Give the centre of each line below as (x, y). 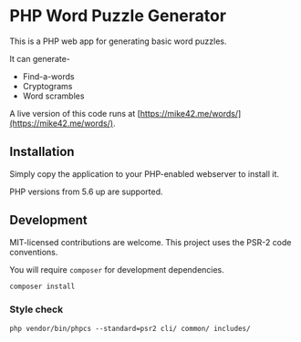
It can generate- (40, 58)
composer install (42, 286)
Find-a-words (48, 76)
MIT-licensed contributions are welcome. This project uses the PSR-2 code (150, 242)
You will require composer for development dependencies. (117, 269)
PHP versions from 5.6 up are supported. (86, 192)
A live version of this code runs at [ (75, 113)
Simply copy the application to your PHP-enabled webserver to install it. (145, 173)
